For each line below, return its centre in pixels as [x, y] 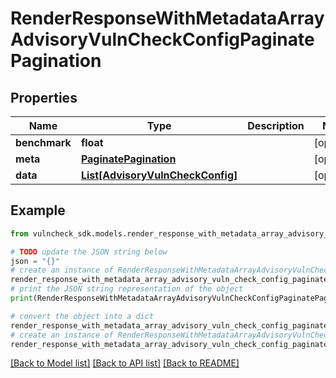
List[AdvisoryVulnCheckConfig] [159, 175]
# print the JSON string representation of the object [127, 289]
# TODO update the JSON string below [89, 252]
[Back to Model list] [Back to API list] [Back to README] [125, 363]
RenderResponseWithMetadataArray [167, 18]
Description [276, 125]
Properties [44, 97]
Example [38, 210]
